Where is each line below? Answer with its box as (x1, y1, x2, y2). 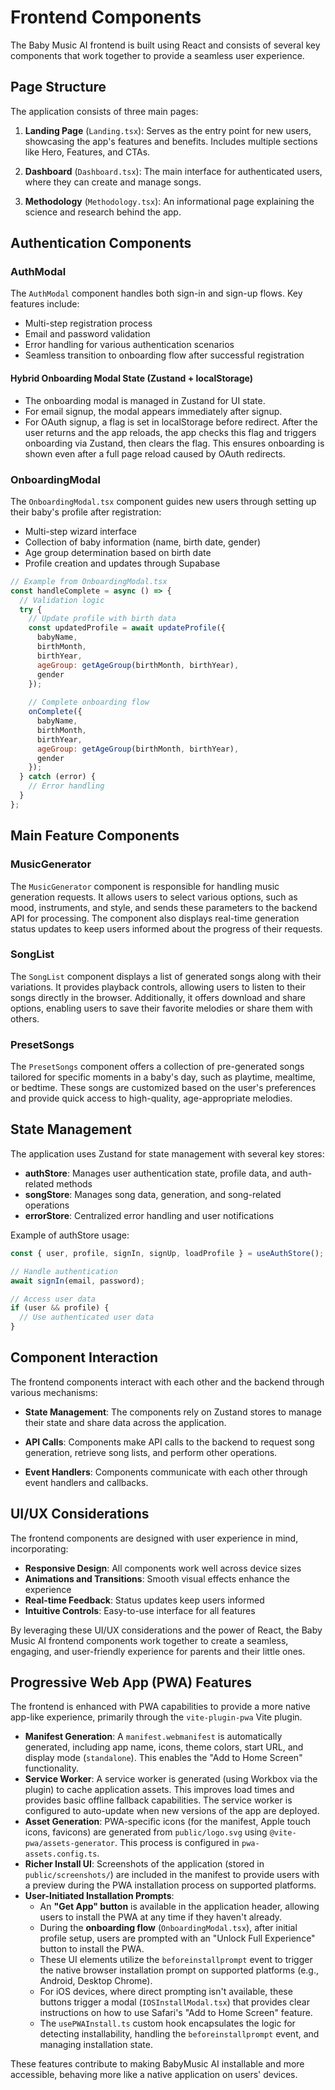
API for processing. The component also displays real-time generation (10, 912, 300, 924)
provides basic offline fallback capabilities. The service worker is (24, 1794, 293, 1806)
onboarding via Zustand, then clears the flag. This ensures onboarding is (24, 437, 325, 449)
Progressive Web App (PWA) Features (10, 1674, 252, 1691)
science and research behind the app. (24, 206, 182, 218)
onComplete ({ (28, 707, 83, 717)
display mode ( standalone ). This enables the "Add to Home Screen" (24, 1752, 303, 1764)
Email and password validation (24, 328, 151, 340)
